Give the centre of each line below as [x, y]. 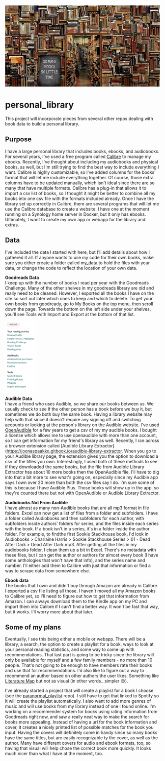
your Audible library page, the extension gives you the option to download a [82, 456]
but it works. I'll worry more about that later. [49, 612]
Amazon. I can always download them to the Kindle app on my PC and [76, 601]
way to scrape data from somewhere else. [48, 570]
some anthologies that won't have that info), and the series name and [75, 560]
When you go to [140, 451]
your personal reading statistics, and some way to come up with [70, 649]
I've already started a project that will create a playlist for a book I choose [79, 691]
